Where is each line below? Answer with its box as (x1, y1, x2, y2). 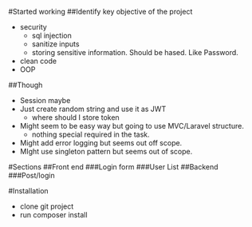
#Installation (8, 186, 49, 195)
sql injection (31, 31, 72, 40)
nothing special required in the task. (31, 129, 150, 139)
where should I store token (31, 113, 120, 122)
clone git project (19, 201, 74, 211)
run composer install (19, 210, 88, 219)
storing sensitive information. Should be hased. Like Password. (31, 48, 239, 57)
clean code (19, 56, 57, 66)
